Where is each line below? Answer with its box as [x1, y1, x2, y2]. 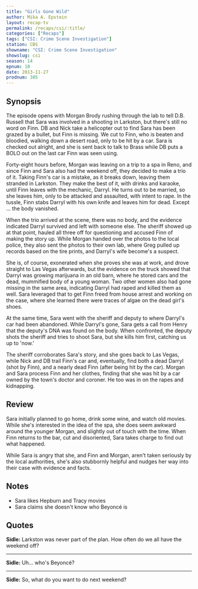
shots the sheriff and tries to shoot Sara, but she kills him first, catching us [6, 333, 187, 340]
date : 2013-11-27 [6, 69, 49, 75]
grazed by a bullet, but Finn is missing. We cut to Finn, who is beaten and [6, 130, 184, 138]
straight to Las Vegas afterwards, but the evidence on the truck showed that [6, 265, 191, 272]
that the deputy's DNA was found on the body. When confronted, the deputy [6, 327, 192, 334]
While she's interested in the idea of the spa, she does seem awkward [6, 421, 177, 428]
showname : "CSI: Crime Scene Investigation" [6, 47, 117, 53]
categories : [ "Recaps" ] [6, 31, 65, 37]
